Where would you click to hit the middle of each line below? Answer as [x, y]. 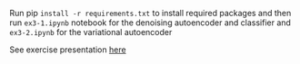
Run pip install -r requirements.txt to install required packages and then [150, 13]
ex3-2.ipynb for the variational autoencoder [91, 32]
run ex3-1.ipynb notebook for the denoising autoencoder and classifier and [150, 23]
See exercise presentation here [68, 50]
